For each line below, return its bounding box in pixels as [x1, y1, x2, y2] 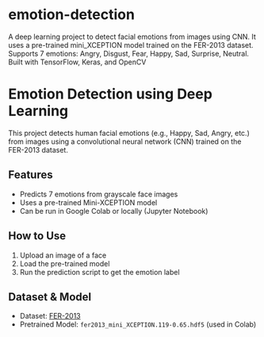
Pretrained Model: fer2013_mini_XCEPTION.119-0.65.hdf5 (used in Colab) [19, 320, 257, 329]
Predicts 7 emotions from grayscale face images [19, 189, 178, 199]
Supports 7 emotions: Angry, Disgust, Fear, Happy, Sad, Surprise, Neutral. [8, 48, 250, 58]
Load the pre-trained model [19, 258, 110, 268]
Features [8, 168, 53, 182]
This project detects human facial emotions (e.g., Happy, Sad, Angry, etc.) [8, 128, 250, 138]
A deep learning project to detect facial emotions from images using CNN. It [8, 32, 256, 41]
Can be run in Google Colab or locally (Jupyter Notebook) [19, 206, 209, 215]
